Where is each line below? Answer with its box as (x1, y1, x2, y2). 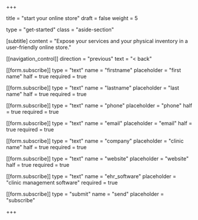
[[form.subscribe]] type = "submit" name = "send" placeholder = (6, 191, 164, 198)
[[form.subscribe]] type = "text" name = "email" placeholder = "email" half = (6, 120, 193, 127)
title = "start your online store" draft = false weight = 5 (6, 15, 138, 21)
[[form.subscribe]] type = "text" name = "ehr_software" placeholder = (6, 173, 177, 180)
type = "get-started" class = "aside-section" (6, 26, 114, 33)
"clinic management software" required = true (6, 179, 118, 186)
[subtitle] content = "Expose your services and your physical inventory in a (6, 38, 188, 44)
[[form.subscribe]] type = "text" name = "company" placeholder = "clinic (6, 137, 184, 145)
